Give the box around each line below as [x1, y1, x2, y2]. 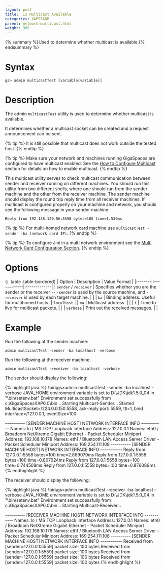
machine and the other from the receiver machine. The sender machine [5, 191, 150, 197]
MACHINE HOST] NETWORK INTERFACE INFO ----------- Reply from [5, 447, 146, 452]
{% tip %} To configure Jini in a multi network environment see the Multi [5, 240, 152, 245]
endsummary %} [5, 44, 39, 50]
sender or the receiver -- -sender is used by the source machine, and [5, 289, 146, 295]
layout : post [5, 7, 32, 12]
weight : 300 [5, 26, 30, 31]
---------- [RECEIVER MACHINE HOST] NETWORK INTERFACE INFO [5, 512, 144, 518]
